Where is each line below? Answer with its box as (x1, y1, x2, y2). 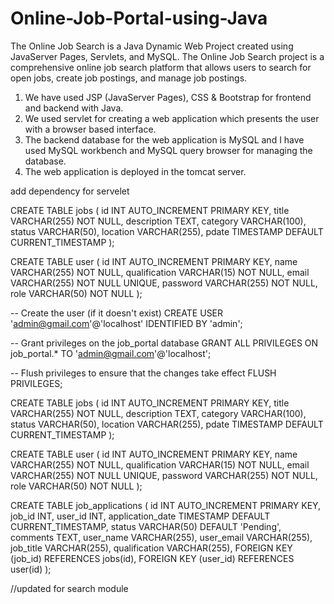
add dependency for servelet (10, 185, 130, 197)
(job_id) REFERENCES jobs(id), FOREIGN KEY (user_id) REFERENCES (10, 552, 295, 564)
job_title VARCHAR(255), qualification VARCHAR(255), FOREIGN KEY (10, 542, 293, 554)
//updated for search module (10, 582, 129, 594)
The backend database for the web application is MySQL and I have (24, 133, 305, 146)
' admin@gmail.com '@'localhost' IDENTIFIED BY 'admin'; (10, 317, 243, 329)
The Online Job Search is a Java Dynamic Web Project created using (10, 40, 294, 52)
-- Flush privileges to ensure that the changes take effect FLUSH (10, 367, 277, 379)
